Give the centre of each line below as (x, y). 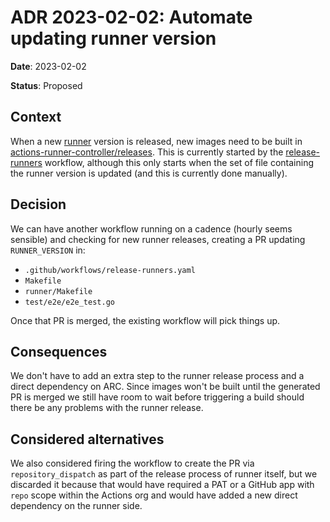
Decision (38, 204)
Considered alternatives (87, 439)
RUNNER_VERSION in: (48, 250)
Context (36, 117)
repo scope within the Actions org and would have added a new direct (154, 495)
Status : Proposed (46, 85)
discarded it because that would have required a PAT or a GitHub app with (162, 485)
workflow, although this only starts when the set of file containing (179, 162)
